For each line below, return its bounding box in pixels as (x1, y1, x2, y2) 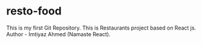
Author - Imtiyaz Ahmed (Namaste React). (6, 30, 111, 37)
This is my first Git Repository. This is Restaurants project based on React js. (6, 24, 197, 31)
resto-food (6, 4, 62, 18)
